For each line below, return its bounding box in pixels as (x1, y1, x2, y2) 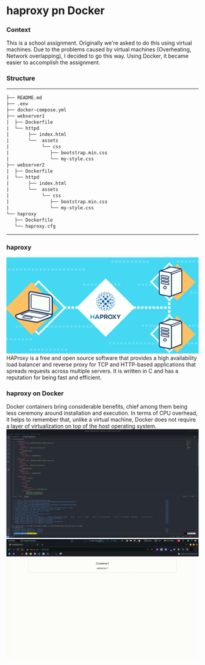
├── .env (6, 100, 29, 107)
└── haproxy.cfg (14, 223, 56, 229)
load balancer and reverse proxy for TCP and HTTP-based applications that (6, 361, 196, 368)
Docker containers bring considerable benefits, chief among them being (6, 403, 188, 411)
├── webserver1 (6, 113, 45, 119)
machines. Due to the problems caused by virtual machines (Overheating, (6, 46, 192, 53)
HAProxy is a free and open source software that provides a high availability (6, 354, 197, 362)
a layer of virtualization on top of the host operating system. (6, 423, 157, 430)
